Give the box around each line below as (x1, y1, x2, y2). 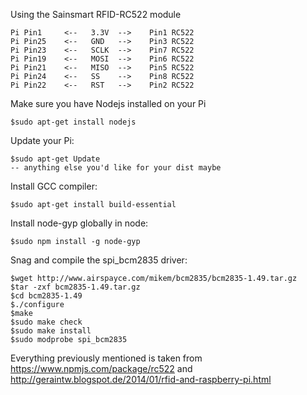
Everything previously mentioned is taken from (10, 352, 203, 364)
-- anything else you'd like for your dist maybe (10, 163, 222, 173)
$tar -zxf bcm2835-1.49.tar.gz (10, 282, 141, 292)
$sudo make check (10, 317, 83, 327)
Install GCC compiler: (10, 180, 98, 192)
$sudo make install (10, 326, 92, 336)
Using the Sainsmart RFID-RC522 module (10, 9, 182, 20)
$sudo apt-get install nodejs (10, 117, 137, 127)
